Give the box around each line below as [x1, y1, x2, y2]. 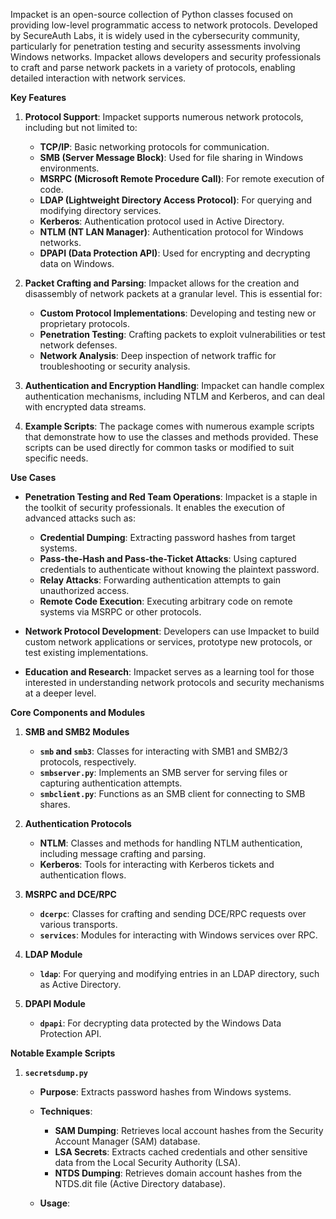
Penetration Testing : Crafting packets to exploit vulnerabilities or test [39, 329, 326, 340]
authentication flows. [39, 869, 127, 881]
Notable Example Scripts [10, 1047, 116, 1059]
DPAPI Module [24, 998, 86, 1009]
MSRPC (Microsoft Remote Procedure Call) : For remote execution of [39, 173, 325, 184]
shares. [39, 799, 71, 810]
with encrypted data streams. [24, 401, 147, 413]
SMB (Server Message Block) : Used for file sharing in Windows [39, 152, 304, 163]
